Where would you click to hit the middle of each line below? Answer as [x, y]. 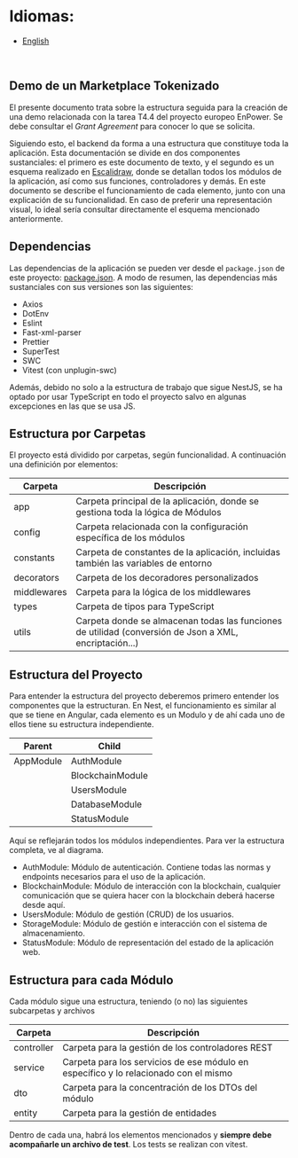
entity [26, 1113]
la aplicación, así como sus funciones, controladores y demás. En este [137, 181]
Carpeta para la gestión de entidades [139, 1113]
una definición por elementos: [64, 465]
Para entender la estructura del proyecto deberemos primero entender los [144, 696]
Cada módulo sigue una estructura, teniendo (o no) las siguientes [129, 1001]
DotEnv [35, 313]
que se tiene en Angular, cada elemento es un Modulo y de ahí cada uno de [147, 715]
